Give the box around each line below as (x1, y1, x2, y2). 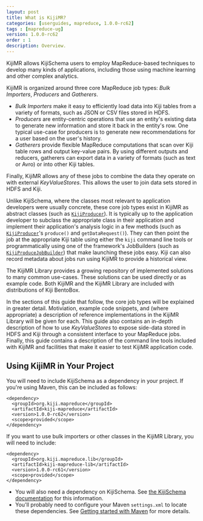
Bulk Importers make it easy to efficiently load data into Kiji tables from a (15, 102, 196, 109)
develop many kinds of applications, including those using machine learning (6, 66, 196, 73)
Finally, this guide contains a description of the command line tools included (6, 337, 196, 344)
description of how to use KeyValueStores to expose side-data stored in (6, 323, 186, 331)
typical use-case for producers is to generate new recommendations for (15, 128, 196, 136)
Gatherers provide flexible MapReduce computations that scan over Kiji (15, 141, 194, 148)
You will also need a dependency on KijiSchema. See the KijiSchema (15, 488, 187, 495)
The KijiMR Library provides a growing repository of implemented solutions (6, 267, 194, 274)
